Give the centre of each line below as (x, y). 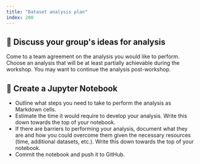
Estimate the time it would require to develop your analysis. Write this (101, 116)
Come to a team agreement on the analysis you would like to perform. (93, 57)
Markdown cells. (35, 110)
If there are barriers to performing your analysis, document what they (101, 129)
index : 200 (20, 18)
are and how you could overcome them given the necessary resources (103, 135)
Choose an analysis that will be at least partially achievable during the (93, 63)
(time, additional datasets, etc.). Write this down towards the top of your (105, 142)
